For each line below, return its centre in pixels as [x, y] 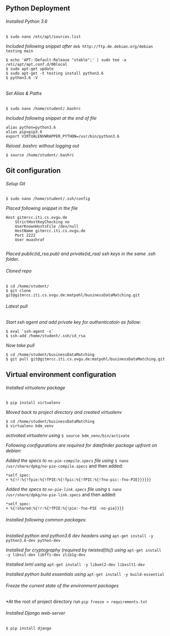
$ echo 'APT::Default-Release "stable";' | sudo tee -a [66, 60]
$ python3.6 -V [22, 78]
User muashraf [30, 240]
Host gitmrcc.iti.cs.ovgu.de [37, 218]
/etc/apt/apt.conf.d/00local [37, 64]
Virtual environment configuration [61, 375]
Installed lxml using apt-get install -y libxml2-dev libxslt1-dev [75, 564]
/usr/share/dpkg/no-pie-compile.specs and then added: [64, 466]
